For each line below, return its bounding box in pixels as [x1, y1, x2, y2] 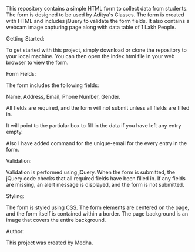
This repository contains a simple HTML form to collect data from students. [6, 5, 188, 12]
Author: [6, 228, 25, 234]
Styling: [6, 193, 25, 199]
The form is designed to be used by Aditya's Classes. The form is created [6, 11, 184, 18]
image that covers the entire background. [6, 217, 106, 223]
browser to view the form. [6, 59, 69, 66]
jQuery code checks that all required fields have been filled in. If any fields [6, 175, 186, 182]
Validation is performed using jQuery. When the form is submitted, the [6, 169, 175, 176]
